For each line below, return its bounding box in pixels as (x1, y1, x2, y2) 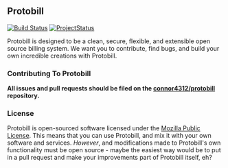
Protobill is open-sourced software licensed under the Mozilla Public (7, 124, 201, 132)
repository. (7, 92, 40, 100)
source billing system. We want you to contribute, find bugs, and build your (7, 44, 220, 52)
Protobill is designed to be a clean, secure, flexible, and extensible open (7, 37, 211, 45)
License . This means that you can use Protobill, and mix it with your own (7, 132, 212, 140)
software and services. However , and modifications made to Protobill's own (7, 139, 221, 147)
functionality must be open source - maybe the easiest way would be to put (7, 146, 221, 154)
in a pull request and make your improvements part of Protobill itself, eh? (7, 154, 213, 162)
